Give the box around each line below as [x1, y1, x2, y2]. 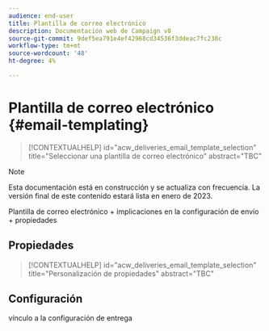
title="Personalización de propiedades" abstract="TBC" [27, 268, 214, 279]
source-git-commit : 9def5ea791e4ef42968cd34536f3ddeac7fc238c [8, 34, 222, 43]
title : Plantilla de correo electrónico [8, 19, 147, 27]
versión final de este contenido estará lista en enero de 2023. [8, 191, 213, 200]
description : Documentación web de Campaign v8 [8, 27, 172, 35]
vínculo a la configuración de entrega [8, 313, 133, 323]
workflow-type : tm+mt [8, 42, 82, 50]
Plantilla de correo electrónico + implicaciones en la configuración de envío [8, 207, 259, 216]
